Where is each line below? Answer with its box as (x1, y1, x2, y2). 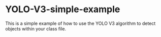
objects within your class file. (5, 25, 67, 31)
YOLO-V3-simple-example (5, 4, 120, 15)
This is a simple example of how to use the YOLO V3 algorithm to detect (5, 20, 156, 26)
